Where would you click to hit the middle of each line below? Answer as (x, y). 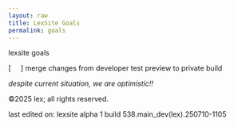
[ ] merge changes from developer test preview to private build (115, 68)
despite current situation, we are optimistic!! (81, 83)
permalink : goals (37, 30)
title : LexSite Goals (44, 23)
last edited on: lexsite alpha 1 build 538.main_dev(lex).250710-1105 (117, 114)
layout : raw (28, 15)
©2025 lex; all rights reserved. (59, 99)
